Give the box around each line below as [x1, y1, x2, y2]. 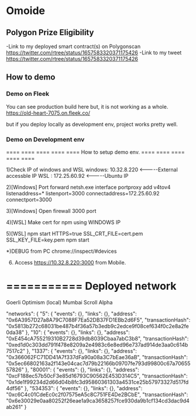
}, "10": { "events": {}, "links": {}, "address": [25, 329, 130, 336]
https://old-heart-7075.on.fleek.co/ [6, 109, 91, 116]
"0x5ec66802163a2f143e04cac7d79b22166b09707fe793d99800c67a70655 [6, 360, 191, 367]
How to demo [6, 72, 56, 82]
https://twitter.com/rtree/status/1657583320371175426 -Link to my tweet [6, 49, 182, 56]
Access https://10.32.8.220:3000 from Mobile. [14, 259, 126, 266]
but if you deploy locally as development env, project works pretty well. [6, 121, 178, 128]
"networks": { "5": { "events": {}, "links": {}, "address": [6, 310, 137, 317]
